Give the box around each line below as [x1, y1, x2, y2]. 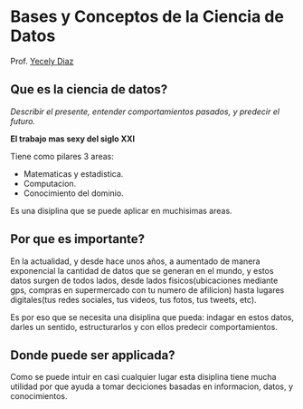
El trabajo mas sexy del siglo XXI [10, 133, 136, 144]
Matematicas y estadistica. [23, 168, 124, 179]
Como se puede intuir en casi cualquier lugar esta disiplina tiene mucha [10, 372, 277, 383]
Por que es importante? [10, 231, 146, 247]
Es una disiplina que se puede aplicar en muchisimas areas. [10, 205, 233, 216]
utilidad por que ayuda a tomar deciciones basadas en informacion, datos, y [10, 381, 293, 392]
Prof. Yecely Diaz [10, 55, 74, 66]
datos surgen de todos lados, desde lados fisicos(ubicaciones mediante [10, 275, 279, 286]
